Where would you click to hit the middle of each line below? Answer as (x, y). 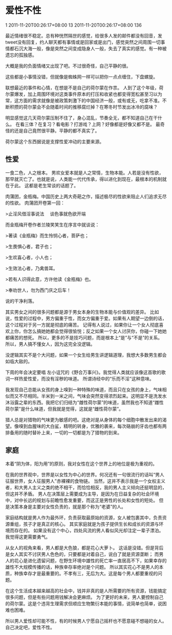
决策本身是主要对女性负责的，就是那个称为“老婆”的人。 (68, 507)
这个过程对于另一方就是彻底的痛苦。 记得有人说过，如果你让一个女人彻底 (82, 324)
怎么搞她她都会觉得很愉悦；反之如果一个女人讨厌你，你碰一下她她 (97, 331)
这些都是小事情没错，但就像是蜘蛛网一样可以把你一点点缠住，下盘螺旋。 (81, 76)
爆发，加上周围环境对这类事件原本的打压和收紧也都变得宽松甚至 (81, 94)
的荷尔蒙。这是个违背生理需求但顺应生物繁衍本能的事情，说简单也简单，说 (84, 603)
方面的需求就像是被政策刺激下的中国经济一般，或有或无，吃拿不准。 (90, 100)
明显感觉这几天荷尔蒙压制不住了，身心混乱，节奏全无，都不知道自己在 (79, 118)
